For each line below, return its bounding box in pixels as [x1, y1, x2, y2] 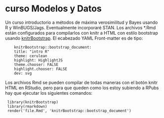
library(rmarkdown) [7, 104, 48, 109]
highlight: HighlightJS [14, 58, 63, 62]
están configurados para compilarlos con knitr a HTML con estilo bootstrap [5, 30, 158, 36]
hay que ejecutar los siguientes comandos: [5, 90, 93, 96]
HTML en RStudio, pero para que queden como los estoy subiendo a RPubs [5, 85, 159, 91]
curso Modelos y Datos [5, 3, 102, 14]
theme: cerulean [14, 53, 48, 59]
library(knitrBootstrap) [7, 100, 58, 105]
